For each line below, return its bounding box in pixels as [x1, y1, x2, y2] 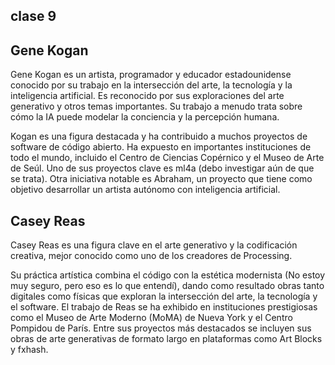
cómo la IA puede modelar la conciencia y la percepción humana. [10, 111, 280, 123]
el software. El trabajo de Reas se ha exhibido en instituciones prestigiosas [10, 301, 318, 313]
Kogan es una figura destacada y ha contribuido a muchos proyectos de [10, 130, 308, 143]
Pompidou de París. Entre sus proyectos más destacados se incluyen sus [10, 322, 312, 334]
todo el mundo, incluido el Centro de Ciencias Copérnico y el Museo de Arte [10, 152, 325, 164]
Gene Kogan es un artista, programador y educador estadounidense [10, 69, 292, 81]
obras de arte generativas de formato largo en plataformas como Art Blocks [10, 333, 323, 345]
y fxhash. [10, 344, 49, 356]
